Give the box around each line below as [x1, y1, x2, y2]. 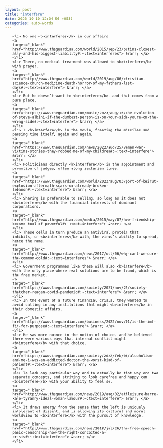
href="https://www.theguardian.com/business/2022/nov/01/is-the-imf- [12, 319, 157, 324]
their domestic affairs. [12, 307, 63, 312]
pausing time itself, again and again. [12, 132, 93, 137]
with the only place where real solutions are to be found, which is [12, 268, 157, 273]
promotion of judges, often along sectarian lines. [12, 166, 119, 171]
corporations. [12, 205, 41, 209]
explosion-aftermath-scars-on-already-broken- [12, 183, 109, 188]
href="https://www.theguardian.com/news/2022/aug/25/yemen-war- [12, 145, 145, 150]
